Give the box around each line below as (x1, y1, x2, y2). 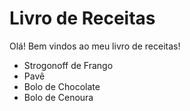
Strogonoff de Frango (23, 59, 114, 71)
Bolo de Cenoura (23, 91, 94, 103)
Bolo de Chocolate (23, 80, 101, 92)
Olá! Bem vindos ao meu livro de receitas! (9, 40, 181, 52)
